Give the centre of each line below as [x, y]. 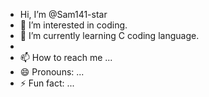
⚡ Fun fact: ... [47, 83]
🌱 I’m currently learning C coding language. [109, 35]
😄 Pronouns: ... [52, 72]
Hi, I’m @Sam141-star [63, 14]
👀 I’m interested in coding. [73, 25]
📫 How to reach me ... [66, 57]
